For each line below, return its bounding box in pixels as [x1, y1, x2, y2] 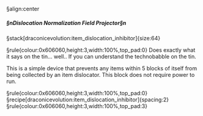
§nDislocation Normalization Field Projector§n [6, 19, 127, 26]
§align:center [6, 5, 40, 12]
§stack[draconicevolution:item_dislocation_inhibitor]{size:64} [6, 34, 161, 42]
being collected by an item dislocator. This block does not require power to [6, 71, 195, 78]
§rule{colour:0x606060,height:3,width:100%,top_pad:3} [6, 102, 148, 109]
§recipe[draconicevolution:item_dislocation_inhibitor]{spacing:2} [6, 96, 169, 103]
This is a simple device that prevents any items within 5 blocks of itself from [6, 64, 197, 72]
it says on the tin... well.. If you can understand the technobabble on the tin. [6, 53, 197, 60]
